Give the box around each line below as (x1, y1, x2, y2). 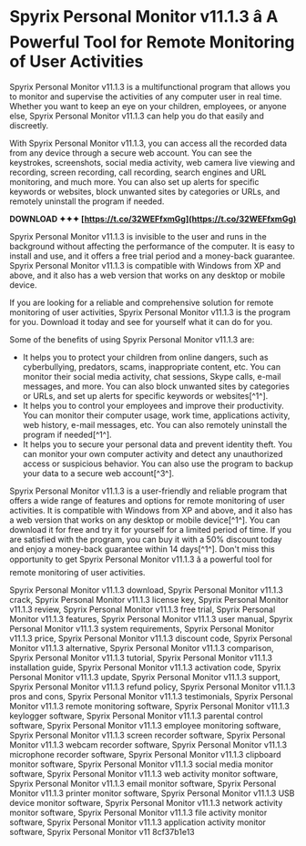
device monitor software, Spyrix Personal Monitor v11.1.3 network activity (9, 797, 283, 808)
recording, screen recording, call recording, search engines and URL (9, 167, 267, 178)
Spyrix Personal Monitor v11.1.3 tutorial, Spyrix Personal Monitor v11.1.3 (9, 652, 273, 663)
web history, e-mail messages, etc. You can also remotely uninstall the (22, 419, 288, 430)
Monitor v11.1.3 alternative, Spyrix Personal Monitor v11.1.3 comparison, (9, 642, 275, 653)
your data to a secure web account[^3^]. (22, 467, 175, 478)
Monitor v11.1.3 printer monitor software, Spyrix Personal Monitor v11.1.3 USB (9, 788, 295, 799)
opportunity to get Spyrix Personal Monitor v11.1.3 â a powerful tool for (9, 554, 273, 565)
